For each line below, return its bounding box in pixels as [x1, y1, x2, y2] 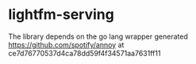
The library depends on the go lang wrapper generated [8, 32, 188, 41]
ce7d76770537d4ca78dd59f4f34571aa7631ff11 [8, 48, 161, 58]
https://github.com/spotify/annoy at [8, 40, 125, 49]
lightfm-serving [8, 6, 115, 24]
